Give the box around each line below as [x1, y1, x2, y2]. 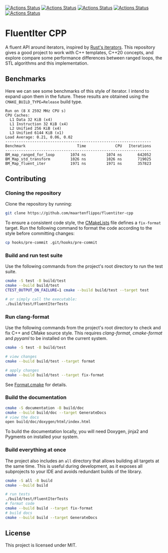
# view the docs [5, 415, 39, 420]
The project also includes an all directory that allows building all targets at [5, 458, 159, 464]
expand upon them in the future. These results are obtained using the [5, 93, 149, 99]
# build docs [5, 510, 33, 515]
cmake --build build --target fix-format [5, 506, 93, 511]
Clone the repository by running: [5, 201, 72, 207]
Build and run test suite [5, 252, 63, 259]
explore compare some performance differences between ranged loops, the [5, 55, 162, 61]
